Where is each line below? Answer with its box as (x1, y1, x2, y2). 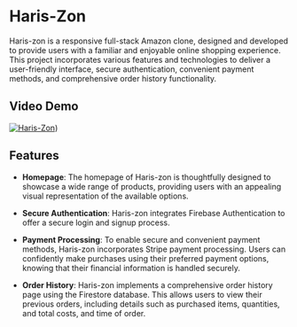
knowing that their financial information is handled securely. (21, 262, 241, 273)
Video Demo (9, 99, 79, 114)
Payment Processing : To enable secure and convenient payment (21, 234, 261, 245)
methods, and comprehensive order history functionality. (9, 73, 217, 83)
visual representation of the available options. (21, 191, 189, 201)
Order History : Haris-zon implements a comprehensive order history (21, 279, 273, 290)
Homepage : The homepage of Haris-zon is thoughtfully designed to (21, 171, 271, 183)
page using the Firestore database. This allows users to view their (21, 289, 263, 300)
